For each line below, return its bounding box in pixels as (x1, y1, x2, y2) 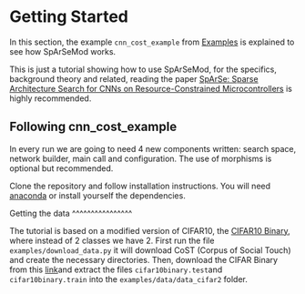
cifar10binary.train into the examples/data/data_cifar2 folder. (9, 273, 249, 284)
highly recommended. (9, 93, 92, 104)
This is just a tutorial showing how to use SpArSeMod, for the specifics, (9, 64, 278, 75)
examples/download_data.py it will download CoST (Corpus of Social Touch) (9, 244, 291, 256)
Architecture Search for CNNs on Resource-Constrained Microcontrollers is (9, 83, 293, 94)
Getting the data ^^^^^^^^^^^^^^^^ (9, 208, 133, 218)
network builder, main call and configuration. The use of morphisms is (9, 153, 272, 164)
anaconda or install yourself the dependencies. (9, 189, 187, 201)
